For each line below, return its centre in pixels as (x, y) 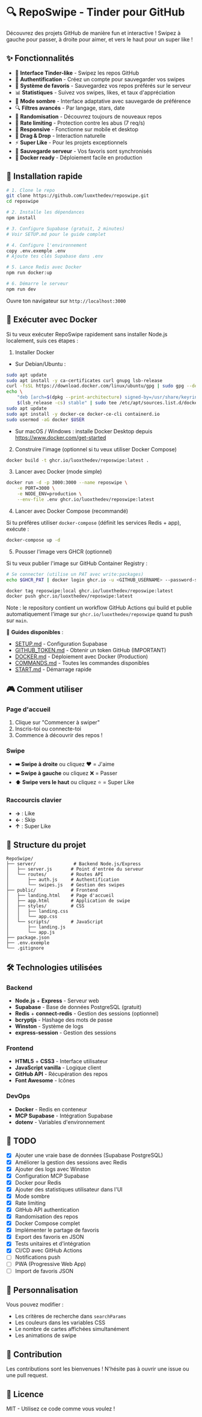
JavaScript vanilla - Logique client (58, 1068)
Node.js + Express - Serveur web (57, 1001)
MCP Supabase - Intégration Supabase (64, 1116)
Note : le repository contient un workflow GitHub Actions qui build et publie (99, 608)
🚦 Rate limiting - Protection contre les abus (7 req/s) (80, 123)
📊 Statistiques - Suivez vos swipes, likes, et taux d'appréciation (95, 92)
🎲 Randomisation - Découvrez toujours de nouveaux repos (88, 116)
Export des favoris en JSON (49, 1237)
